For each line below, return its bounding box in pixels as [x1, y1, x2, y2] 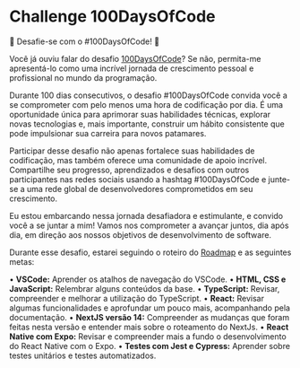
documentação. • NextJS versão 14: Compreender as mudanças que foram [9, 311, 289, 322]
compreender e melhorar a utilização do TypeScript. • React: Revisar [9, 293, 264, 303]
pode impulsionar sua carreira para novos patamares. [9, 127, 207, 138]
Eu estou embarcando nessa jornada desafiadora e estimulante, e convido [9, 210, 284, 221]
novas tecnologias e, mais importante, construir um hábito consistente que [9, 118, 285, 129]
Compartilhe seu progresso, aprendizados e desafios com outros [9, 164, 250, 175]
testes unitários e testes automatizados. [9, 350, 157, 361]
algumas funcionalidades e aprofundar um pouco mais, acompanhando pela [9, 302, 291, 313]
